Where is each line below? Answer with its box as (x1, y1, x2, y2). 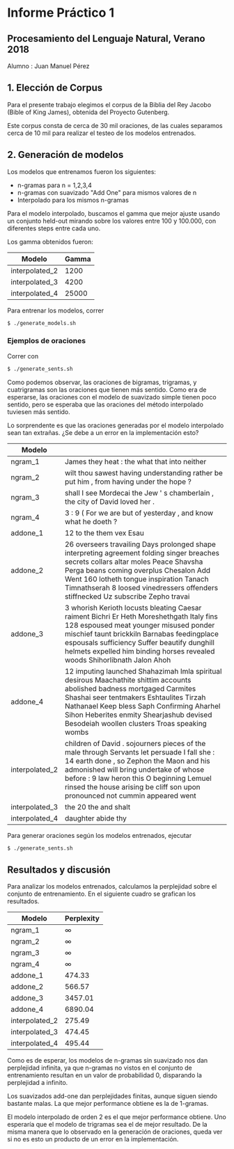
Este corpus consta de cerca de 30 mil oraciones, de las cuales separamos (7, 121, 223, 129)
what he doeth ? (65, 516, 118, 526)
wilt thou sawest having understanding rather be (65, 468, 223, 477)
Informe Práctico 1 (7, 5, 115, 21)
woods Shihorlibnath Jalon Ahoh (65, 655, 171, 665)
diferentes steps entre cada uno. (7, 224, 101, 232)
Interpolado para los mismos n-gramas (17, 196, 129, 204)
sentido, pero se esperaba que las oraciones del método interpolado (7, 400, 204, 409)
